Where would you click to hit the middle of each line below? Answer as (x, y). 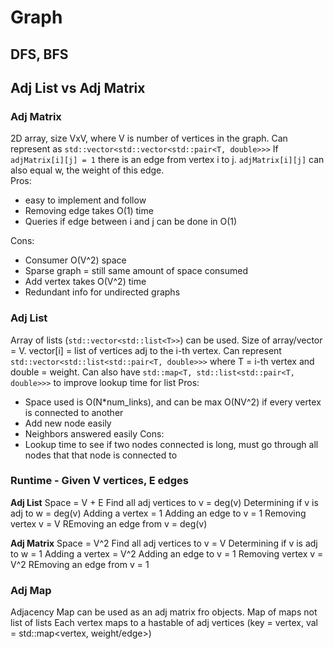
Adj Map (31, 590)
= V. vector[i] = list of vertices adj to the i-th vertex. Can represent (146, 350)
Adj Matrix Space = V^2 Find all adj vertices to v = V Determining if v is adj (164, 543)
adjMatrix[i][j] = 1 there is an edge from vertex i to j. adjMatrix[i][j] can (167, 160)
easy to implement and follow (85, 200)
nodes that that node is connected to (101, 455)
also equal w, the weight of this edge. (87, 170)
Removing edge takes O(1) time (89, 211)
